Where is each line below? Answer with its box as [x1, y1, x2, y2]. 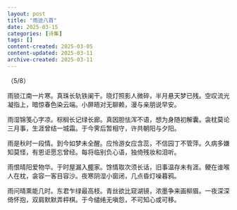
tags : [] [7, 37, 33, 44]
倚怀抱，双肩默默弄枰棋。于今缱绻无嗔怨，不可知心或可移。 [7, 195, 181, 204]
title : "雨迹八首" [7, 17, 58, 24]
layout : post [7, 10, 46, 18]
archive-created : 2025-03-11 [7, 56, 93, 63]
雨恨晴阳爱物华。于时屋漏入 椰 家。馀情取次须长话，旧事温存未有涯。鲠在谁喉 [7, 163, 230, 171]
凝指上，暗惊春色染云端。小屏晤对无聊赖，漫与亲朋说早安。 [7, 100, 181, 109]
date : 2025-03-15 [7, 23, 59, 30]
